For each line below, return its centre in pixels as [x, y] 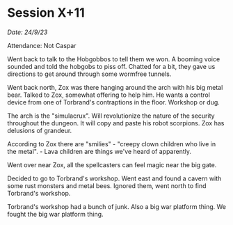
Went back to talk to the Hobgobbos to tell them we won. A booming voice [114, 59]
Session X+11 [46, 13]
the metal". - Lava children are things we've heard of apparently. [99, 151]
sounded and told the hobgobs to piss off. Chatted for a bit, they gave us [111, 66]
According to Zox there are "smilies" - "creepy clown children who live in [112, 143]
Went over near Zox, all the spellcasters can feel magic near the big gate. [112, 164]
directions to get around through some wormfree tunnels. [89, 74]
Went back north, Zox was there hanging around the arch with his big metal [115, 87]
